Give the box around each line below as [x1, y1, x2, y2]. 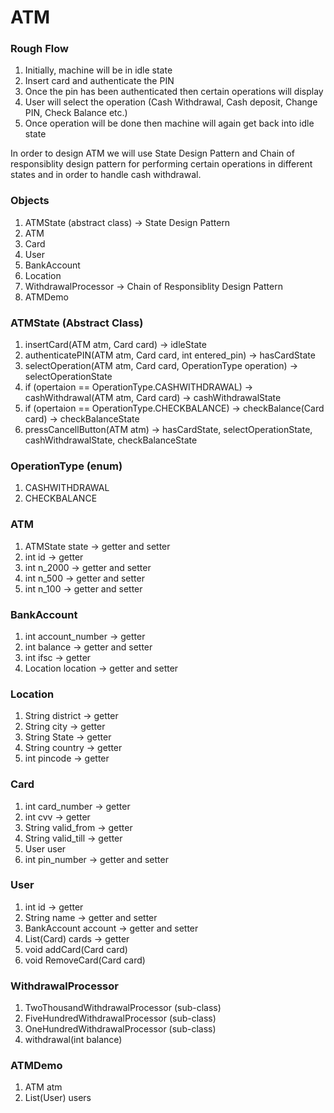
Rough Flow [10, 42, 69, 56]
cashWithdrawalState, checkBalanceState [24, 434, 198, 446]
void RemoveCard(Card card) [24, 954, 146, 966]
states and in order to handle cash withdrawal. [10, 169, 202, 181]
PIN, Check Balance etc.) [24, 107, 128, 119]
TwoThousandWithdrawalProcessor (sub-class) [24, 1002, 222, 1014]
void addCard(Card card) [24, 943, 128, 955]
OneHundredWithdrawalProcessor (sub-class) [24, 1023, 217, 1035]
